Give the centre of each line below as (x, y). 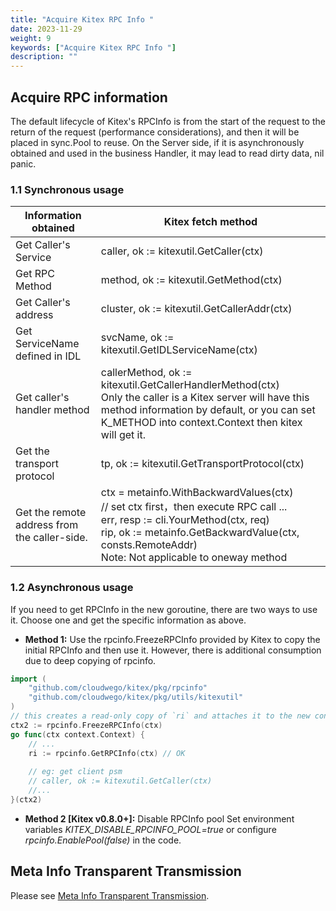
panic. (23, 163)
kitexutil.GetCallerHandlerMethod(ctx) (190, 385)
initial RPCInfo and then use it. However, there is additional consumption (173, 650)
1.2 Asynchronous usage (72, 588)
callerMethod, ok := (146, 373)
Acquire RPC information (89, 97)
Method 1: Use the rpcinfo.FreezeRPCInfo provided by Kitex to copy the (172, 639)
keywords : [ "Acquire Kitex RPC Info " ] (93, 47)
